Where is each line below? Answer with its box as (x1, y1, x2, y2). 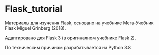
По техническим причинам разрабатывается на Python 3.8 (5, 44, 131, 50)
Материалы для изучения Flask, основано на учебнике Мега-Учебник (5, 20, 154, 26)
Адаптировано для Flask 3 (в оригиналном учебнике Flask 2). (5, 35, 136, 41)
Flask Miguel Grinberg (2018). (5, 25, 66, 31)
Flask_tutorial (5, 3, 63, 15)
